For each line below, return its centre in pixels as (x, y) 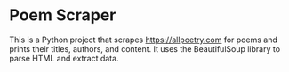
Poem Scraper (63, 15)
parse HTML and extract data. (64, 58)
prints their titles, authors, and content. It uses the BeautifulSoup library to (145, 48)
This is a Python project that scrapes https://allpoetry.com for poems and (143, 40)
